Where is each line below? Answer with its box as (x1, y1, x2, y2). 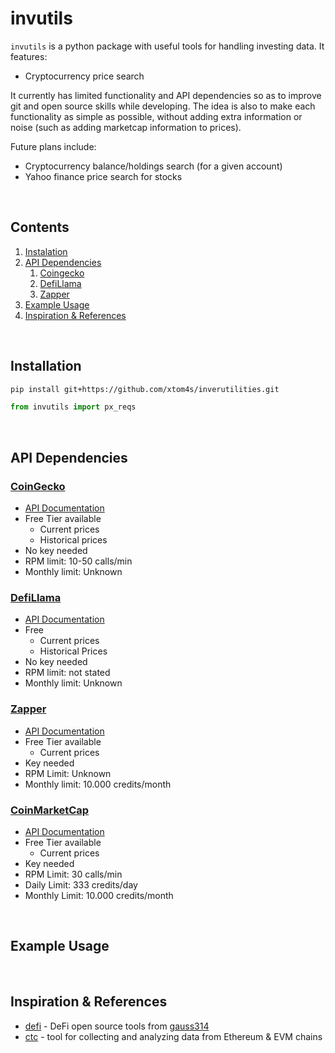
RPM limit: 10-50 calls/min (24, 555, 133, 567)
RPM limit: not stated (24, 667, 111, 679)
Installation (10, 358, 82, 375)
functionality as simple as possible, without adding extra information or (10, 110, 303, 122)
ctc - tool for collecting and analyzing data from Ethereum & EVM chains (24, 1030, 323, 1042)
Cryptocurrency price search (24, 70, 145, 82)
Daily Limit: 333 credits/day (24, 878, 138, 891)
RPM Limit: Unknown (24, 767, 112, 779)
